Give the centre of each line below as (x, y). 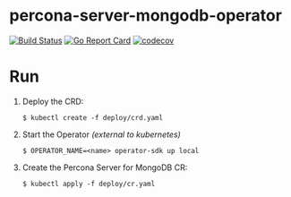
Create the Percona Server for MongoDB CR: (105, 167)
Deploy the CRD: (53, 101)
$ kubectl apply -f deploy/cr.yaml (89, 184)
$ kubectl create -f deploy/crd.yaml (93, 117)
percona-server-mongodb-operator (145, 16)
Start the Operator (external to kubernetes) (101, 134)
